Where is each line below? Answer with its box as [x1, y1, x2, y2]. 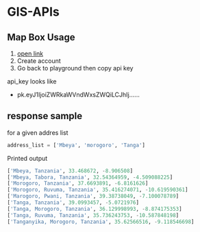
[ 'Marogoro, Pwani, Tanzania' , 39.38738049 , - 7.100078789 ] [7, 193, 179, 200]
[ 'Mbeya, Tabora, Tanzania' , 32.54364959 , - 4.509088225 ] [7, 174, 173, 181]
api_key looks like [7, 77, 57, 86]
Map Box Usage [7, 31, 75, 43]
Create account [16, 57, 62, 65]
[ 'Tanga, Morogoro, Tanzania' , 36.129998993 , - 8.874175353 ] [7, 205, 183, 212]
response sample [7, 110, 83, 122]
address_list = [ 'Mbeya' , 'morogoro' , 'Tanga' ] [7, 142, 146, 149]
